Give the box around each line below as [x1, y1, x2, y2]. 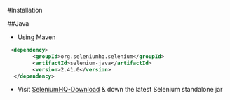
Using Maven [17, 33, 56, 41]
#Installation [7, 6, 43, 14]
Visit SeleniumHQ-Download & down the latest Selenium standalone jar [17, 85, 223, 94]
